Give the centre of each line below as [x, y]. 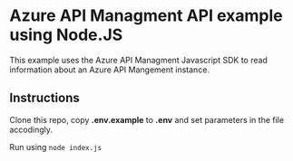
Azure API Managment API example [146, 16]
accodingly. [31, 129]
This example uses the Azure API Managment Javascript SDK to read [138, 60]
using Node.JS [66, 35]
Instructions [44, 98]
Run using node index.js [56, 147]
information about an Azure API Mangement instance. [110, 70]
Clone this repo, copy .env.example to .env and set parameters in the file [146, 119]
